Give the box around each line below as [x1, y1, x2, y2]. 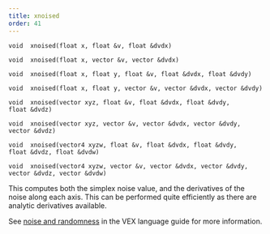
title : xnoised [8, 11, 60, 20]
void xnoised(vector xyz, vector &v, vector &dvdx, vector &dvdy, [8, 119, 242, 128]
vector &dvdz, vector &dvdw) [8, 169, 107, 177]
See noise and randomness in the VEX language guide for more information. [8, 216, 263, 226]
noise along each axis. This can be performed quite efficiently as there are [8, 192, 257, 202]
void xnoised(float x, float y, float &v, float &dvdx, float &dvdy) [8, 70, 252, 78]
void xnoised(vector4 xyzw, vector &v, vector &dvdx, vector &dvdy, [8, 162, 249, 170]
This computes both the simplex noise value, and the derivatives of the [8, 183, 246, 193]
